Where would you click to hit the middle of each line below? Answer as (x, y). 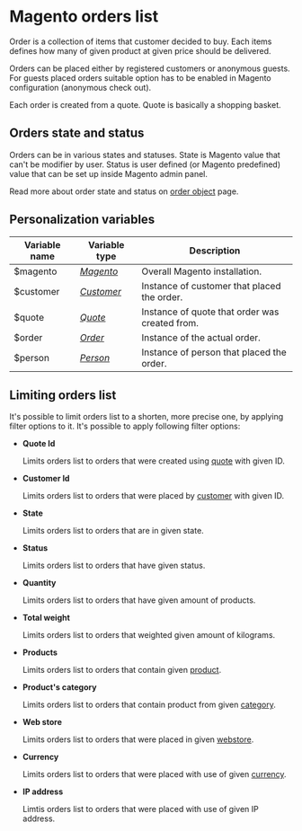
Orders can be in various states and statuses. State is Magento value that (145, 155)
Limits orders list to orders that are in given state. (113, 531)
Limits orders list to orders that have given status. (114, 566)
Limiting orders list (63, 395)
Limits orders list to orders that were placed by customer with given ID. (153, 496)
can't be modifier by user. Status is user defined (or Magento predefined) (145, 164)
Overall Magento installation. (202, 271)
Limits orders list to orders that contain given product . (122, 670)
